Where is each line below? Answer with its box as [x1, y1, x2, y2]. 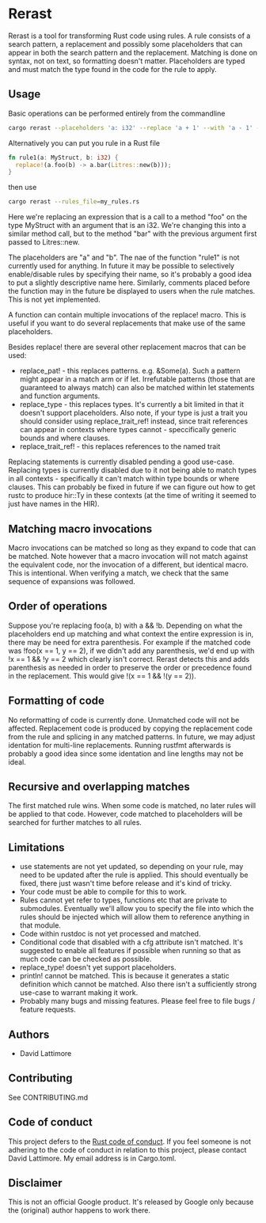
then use [8, 183, 37, 192]
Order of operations [8, 599, 108, 613]
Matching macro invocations [8, 522, 153, 535]
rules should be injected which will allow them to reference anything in [19, 912, 249, 922]
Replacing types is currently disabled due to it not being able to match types [8, 465, 257, 475]
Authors [8, 1027, 50, 1041]
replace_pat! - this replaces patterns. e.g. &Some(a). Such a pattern [19, 366, 241, 376]
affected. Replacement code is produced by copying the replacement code [8, 724, 253, 733]
